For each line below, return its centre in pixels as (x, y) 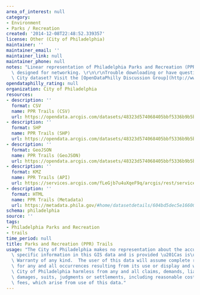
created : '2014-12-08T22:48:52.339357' (56, 34)
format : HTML (28, 194)
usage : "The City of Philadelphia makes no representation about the (94, 250)
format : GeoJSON (32, 150)
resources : (20, 95)
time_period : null (29, 238)
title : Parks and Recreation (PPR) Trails (60, 244)
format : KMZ (26, 172)
